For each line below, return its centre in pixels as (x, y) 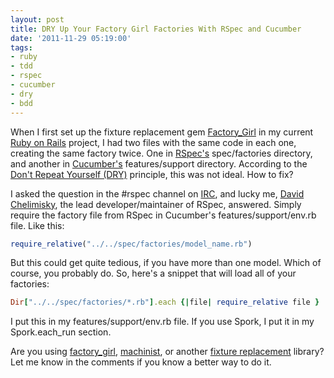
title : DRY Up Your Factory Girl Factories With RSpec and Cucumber (156, 29)
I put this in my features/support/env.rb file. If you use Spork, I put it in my (162, 322)
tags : (21, 47)
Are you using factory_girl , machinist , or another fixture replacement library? (167, 352)
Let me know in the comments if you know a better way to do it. (141, 362)
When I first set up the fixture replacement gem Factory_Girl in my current (162, 132)
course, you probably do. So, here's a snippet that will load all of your (153, 273)
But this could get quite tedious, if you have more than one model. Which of (166, 263)
